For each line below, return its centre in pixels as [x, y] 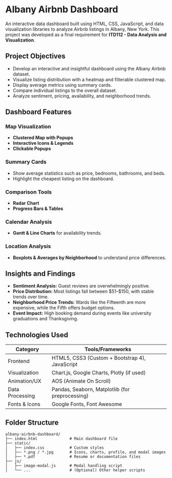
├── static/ [18, 443]
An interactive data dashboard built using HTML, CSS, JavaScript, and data [84, 24]
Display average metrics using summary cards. [62, 85]
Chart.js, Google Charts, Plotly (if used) [99, 373]
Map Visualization [28, 127]
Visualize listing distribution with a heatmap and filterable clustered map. [89, 79]
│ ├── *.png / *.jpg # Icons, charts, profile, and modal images [86, 452]
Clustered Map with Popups [43, 138]
